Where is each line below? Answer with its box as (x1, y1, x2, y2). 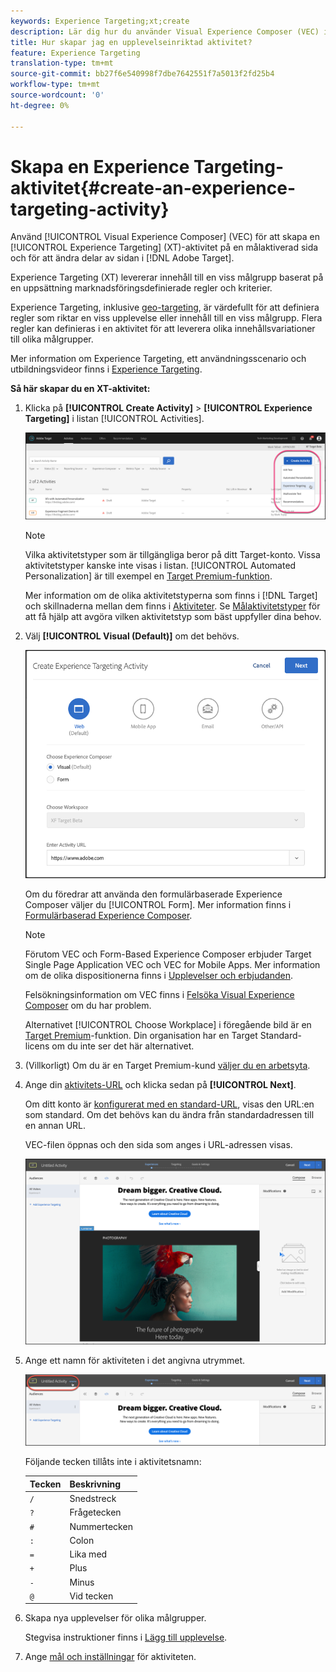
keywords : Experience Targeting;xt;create (10, 16, 190, 26)
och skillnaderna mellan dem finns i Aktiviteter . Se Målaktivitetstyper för (24, 600, 321, 612)
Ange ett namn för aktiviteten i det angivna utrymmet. (24, 1355, 245, 1367)
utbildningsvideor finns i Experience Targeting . (10, 363, 203, 375)
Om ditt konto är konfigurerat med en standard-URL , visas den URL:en (24, 1098, 315, 1110)
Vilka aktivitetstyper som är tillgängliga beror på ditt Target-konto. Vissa (24, 549, 321, 561)
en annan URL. (24, 1120, 87, 1132)
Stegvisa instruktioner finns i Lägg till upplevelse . (24, 1631, 228, 1644)
